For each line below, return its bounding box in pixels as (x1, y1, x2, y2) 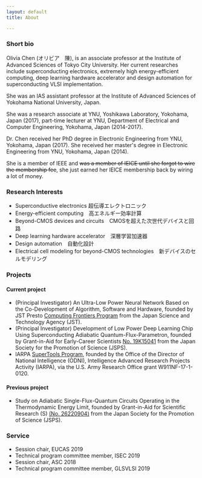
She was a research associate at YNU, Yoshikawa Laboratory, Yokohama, (6, 110, 189, 118)
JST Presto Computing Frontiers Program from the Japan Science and (15, 312, 191, 319)
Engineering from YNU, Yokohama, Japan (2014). (6, 148, 129, 155)
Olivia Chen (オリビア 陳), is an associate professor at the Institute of (6, 54, 181, 61)
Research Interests (6, 187, 64, 196)
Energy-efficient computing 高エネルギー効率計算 (15, 210, 142, 217)
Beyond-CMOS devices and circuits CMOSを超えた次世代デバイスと (15, 217, 189, 225)
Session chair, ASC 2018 (15, 458, 77, 465)
